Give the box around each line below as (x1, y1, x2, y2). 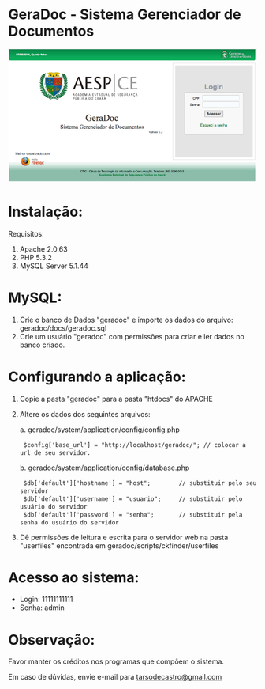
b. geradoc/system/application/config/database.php (19, 463, 190, 472)
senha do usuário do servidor (19, 518, 120, 527)
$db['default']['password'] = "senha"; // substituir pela (23, 510, 243, 519)
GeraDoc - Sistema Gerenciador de (8, 6, 241, 24)
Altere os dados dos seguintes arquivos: (19, 409, 151, 418)
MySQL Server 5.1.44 (19, 261, 89, 271)
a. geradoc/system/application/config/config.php (19, 425, 180, 434)
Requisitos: (8, 229, 45, 238)
